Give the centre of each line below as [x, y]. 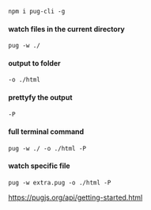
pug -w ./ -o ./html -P [47, 148]
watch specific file [39, 166]
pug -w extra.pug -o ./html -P [60, 183]
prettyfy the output [40, 97]
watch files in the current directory [66, 29]
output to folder [34, 63]
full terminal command [46, 132]
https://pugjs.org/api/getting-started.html [75, 197]
